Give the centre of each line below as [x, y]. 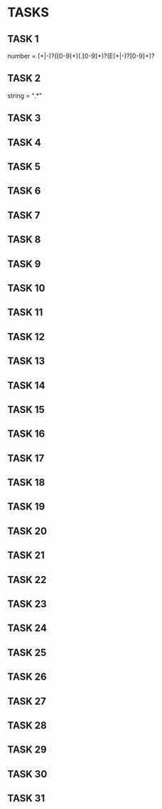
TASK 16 [26, 434]
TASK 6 [24, 191]
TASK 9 [24, 264]
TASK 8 [24, 240]
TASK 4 [24, 143]
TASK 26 [27, 677]
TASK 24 [27, 629]
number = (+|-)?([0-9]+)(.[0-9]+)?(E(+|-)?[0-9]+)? [81, 56]
